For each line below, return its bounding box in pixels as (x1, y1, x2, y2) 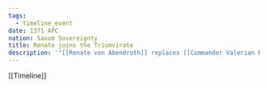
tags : (8, 11, 26, 20)
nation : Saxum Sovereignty (8, 34, 98, 42)
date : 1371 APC (8, 26, 59, 34)
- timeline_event (15, 19, 73, 27)
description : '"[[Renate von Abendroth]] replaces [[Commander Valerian (8, 49, 255, 57)
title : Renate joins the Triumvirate (8, 42, 134, 50)
